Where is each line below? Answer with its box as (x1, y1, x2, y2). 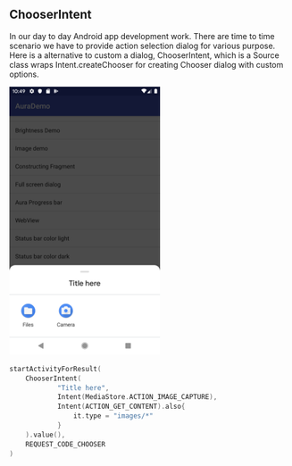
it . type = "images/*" (72, 412, 154, 420)
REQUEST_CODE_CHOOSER (25, 439, 105, 449)
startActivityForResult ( (9, 364, 102, 373)
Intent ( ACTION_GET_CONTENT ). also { (56, 402, 186, 412)
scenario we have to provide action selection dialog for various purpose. (9, 40, 276, 51)
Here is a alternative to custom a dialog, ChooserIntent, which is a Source (9, 49, 279, 61)
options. (9, 69, 40, 79)
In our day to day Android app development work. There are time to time (9, 30, 275, 41)
